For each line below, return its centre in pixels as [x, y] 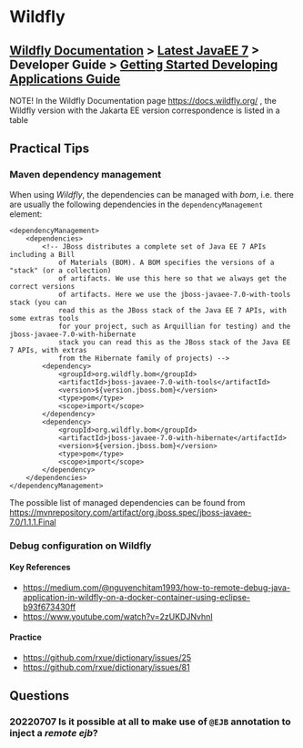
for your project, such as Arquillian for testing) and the [174, 326]
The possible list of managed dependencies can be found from [127, 502]
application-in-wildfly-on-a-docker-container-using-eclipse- [136, 597]
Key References [40, 568]
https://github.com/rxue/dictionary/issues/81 [106, 668]
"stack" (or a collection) [61, 271]
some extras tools [44, 318]
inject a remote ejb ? [54, 733]
